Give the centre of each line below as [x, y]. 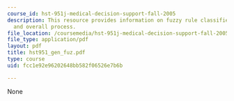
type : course [26, 59]
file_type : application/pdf [48, 40]
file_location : [29, 33]
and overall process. [45, 26]
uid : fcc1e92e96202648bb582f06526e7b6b [65, 65]
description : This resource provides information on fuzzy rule [102, 20]
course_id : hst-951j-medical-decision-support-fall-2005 [92, 14]
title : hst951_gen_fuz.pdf [46, 53]
